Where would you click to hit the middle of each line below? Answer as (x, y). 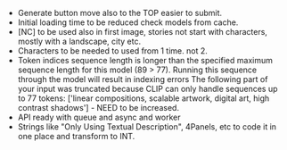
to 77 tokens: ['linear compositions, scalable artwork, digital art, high (143, 98)
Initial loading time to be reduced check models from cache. (128, 22)
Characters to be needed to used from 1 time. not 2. (112, 51)
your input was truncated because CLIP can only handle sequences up (148, 89)
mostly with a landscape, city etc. (79, 41)
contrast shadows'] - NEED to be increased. (98, 108)
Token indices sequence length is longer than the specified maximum (145, 60)
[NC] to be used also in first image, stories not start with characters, (142, 32)
